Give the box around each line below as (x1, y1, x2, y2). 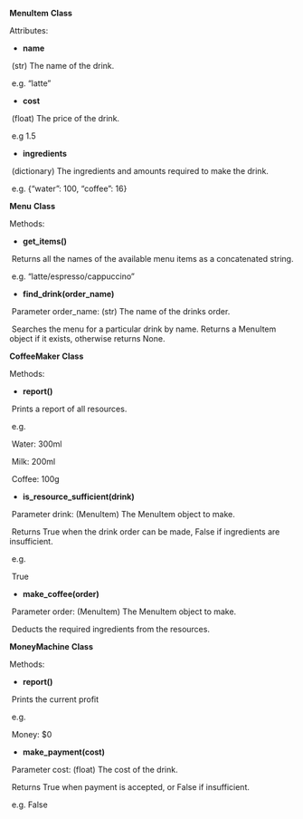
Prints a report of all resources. (11, 403, 128, 414)
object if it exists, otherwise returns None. (9, 333, 166, 343)
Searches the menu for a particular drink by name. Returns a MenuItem (11, 323, 277, 334)
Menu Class (9, 201, 56, 211)
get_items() (22, 236, 68, 246)
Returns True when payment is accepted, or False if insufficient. (11, 782, 251, 792)
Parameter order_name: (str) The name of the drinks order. (11, 306, 231, 316)
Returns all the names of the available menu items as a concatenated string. (11, 254, 294, 264)
